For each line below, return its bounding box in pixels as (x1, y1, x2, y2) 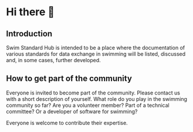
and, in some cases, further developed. (6, 57, 101, 63)
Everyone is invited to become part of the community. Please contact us (6, 89, 181, 96)
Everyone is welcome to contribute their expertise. (6, 119, 128, 126)
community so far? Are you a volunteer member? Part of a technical (6, 101, 170, 109)
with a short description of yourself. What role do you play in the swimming (6, 95, 188, 102)
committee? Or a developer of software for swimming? (6, 108, 138, 115)
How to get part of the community (6, 73, 132, 84)
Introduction (6, 29, 53, 39)
